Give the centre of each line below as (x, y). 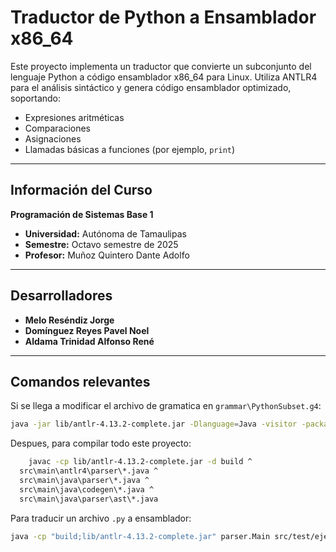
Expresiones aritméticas (74, 117)
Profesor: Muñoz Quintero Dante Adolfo (107, 255)
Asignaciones (53, 138)
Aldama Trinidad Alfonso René (89, 341)
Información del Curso (81, 190)
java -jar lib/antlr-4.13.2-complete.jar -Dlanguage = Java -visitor (154, 424)
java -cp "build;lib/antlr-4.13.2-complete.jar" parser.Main (140, 536)
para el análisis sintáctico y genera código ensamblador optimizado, (151, 87)
